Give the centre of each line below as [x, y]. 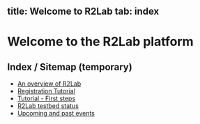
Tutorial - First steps [46, 99]
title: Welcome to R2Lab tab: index [83, 11]
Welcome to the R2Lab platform [100, 41]
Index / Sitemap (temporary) [70, 67]
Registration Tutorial [46, 91]
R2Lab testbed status [48, 106]
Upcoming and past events [56, 114]
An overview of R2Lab [49, 84]
